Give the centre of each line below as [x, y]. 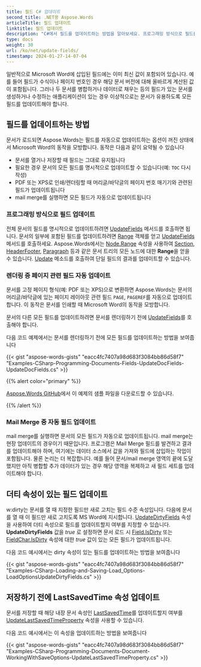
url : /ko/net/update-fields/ [42, 51]
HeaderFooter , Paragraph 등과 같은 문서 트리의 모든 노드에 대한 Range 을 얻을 [98, 251]
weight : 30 [20, 45]
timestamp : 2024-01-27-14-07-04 [46, 56]
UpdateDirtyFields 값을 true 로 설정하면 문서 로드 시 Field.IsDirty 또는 [89, 532]
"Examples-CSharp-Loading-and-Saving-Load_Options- [76, 571]
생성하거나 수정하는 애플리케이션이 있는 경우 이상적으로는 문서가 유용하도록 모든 [99, 96]
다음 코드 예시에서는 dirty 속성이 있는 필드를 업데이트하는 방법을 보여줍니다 [93, 552]
